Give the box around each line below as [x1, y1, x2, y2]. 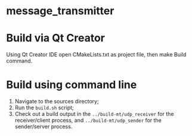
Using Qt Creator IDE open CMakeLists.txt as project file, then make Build [6, 51, 187, 58]
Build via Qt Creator [6, 31, 106, 45]
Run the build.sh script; [14, 104, 75, 111]
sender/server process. [14, 123, 73, 130]
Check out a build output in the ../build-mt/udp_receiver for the [14, 110, 174, 118]
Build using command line [6, 78, 137, 91]
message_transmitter [6, 4, 114, 18]
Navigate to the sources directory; [14, 98, 100, 105]
